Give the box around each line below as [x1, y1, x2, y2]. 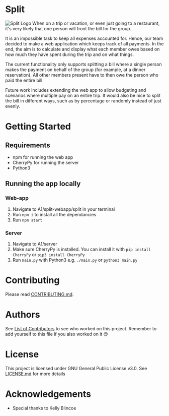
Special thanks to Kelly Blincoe [12, 405, 76, 411]
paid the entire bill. [5, 77, 44, 83]
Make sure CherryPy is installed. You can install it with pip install [12, 246, 151, 252]
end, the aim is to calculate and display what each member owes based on [5, 46, 160, 52]
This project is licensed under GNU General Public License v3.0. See [5, 365, 147, 371]
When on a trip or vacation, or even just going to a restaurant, [32, 20, 160, 26]
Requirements [5, 141, 50, 149]
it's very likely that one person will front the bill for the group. [5, 25, 132, 31]
